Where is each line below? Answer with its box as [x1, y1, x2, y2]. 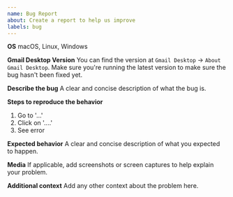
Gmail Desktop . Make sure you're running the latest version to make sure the [7, 64, 227, 72]
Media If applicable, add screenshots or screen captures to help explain [7, 161, 214, 169]
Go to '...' [17, 111, 43, 119]
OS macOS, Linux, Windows [7, 43, 89, 51]
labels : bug [7, 23, 42, 30]
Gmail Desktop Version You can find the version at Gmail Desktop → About [7, 56, 221, 64]
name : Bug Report [7, 10, 58, 17]
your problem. [7, 168, 47, 177]
